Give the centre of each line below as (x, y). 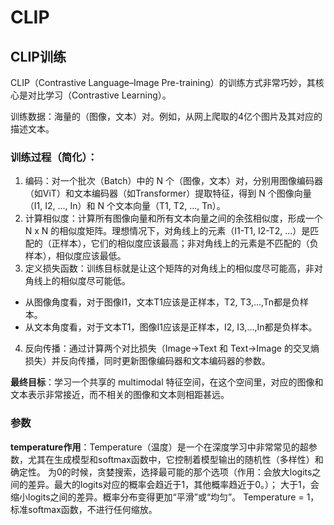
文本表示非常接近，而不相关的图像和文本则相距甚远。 (120, 395)
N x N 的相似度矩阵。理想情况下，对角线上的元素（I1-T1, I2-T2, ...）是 (167, 231)
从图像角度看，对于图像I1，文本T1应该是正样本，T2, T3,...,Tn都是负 (162, 302)
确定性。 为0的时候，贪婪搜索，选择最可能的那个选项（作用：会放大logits (161, 472)
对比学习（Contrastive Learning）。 (99, 95)
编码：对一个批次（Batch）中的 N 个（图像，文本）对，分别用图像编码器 (173, 181)
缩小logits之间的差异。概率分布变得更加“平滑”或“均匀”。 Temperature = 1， (165, 497)
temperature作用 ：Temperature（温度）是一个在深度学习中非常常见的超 (159, 447)
